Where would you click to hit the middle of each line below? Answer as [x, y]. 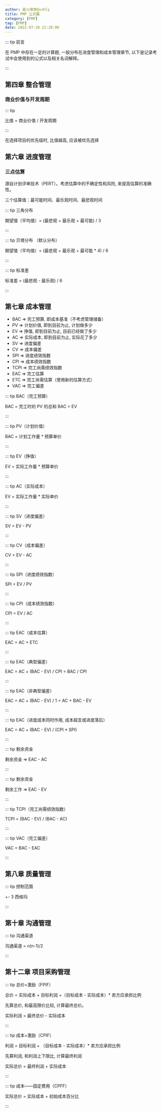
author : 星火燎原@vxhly [27, 9]
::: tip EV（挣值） [22, 456]
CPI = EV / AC [19, 613]
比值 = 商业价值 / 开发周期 [31, 120]
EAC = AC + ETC [22, 642]
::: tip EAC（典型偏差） [28, 662]
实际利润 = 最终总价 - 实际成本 [35, 1015]
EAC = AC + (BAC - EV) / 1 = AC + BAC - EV [48, 701]
